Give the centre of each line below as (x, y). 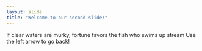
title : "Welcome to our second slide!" (57, 18)
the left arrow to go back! (38, 41)
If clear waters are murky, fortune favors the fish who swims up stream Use (101, 35)
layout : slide (24, 12)
